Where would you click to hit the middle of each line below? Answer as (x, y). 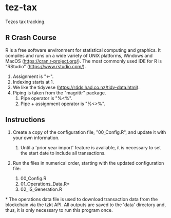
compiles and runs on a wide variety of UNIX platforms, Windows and (79, 55)
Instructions (25, 120)
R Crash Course (31, 38)
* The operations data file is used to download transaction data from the (82, 199)
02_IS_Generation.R (41, 189)
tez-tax (21, 7)
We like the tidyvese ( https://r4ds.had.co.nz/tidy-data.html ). (76, 87)
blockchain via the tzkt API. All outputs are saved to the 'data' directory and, (85, 205)
